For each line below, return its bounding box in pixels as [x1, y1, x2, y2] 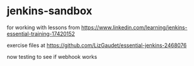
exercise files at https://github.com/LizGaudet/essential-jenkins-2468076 [7, 42, 187, 49]
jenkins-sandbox [7, 4, 93, 18]
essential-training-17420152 [7, 30, 75, 37]
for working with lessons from [7, 24, 80, 31]
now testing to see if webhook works [7, 53, 98, 60]
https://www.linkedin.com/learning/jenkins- [81, 24, 188, 31]
